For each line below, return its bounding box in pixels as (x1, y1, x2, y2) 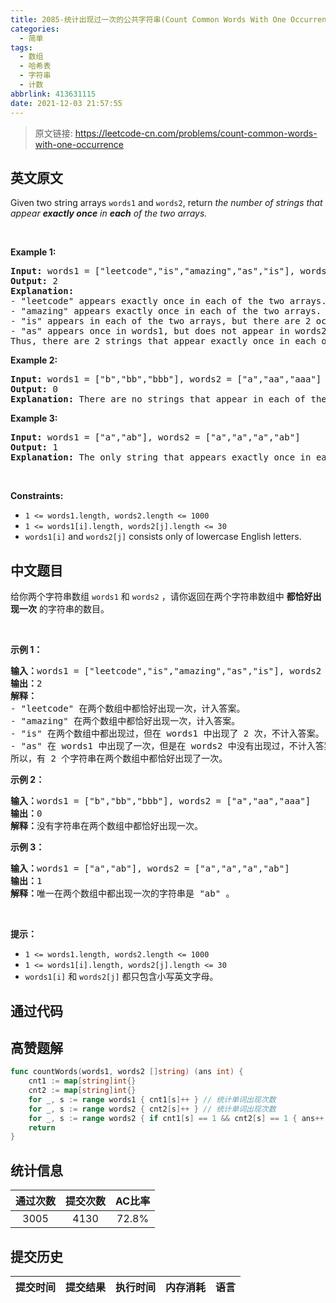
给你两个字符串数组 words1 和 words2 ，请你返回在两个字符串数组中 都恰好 (10, 591, 313, 603)
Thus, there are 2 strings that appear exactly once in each (10, 336, 317, 347)
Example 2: (10, 354, 58, 366)
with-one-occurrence (34, 138, 124, 150)
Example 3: (10, 412, 58, 425)
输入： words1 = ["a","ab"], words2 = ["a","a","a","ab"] (10, 863, 290, 875)
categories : (10, 24, 60, 34)
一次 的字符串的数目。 (18, 603, 110, 615)
